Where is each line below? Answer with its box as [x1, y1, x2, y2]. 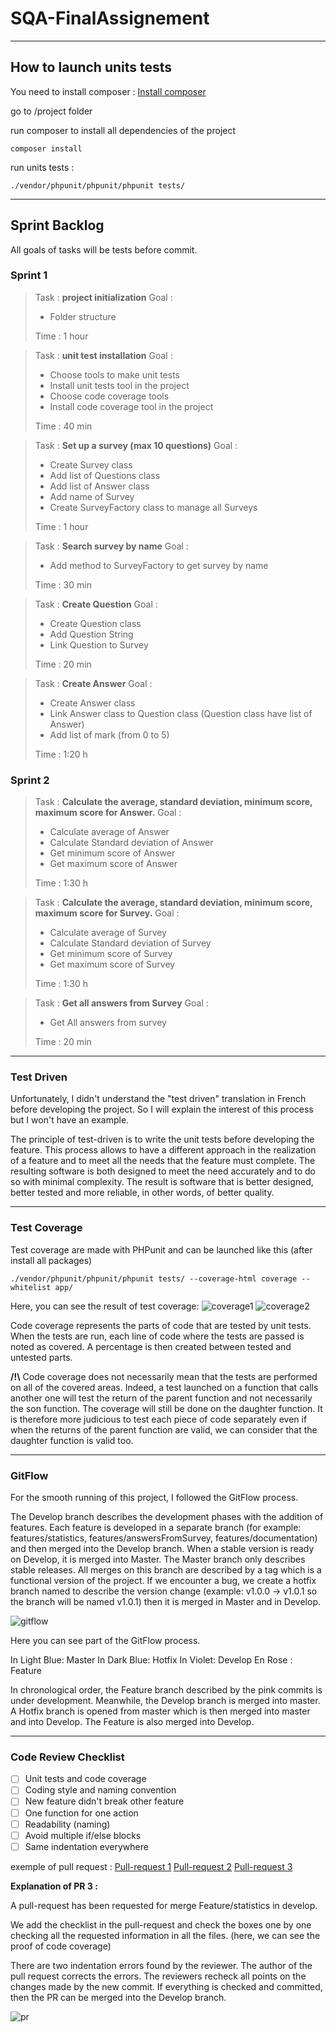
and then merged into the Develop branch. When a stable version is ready [10, 1543, 315, 1555]
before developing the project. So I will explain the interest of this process [10, 1103, 314, 1116]
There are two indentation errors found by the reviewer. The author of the [10, 1959, 313, 1971]
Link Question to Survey [49, 638, 149, 651]
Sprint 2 [10, 773, 50, 787]
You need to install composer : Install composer [10, 85, 207, 97]
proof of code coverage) [10, 1940, 112, 1952]
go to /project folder [10, 105, 93, 117]
